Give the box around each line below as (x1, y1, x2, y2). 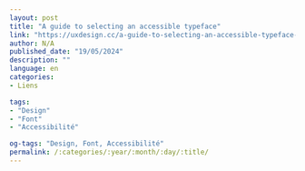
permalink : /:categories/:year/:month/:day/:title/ (9, 147, 209, 157)
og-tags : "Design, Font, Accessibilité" (9, 139, 165, 148)
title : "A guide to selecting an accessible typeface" (9, 22, 221, 31)
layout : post (9, 13, 59, 23)
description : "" (9, 55, 71, 65)
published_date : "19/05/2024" (9, 47, 124, 56)
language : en (9, 65, 59, 74)
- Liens (9, 81, 39, 90)
